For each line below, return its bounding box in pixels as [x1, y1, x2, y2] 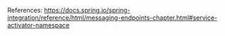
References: [7, 6, 42, 14]
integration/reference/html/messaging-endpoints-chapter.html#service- [7, 13, 218, 22]
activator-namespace [7, 21, 70, 29]
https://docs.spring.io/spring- [43, 6, 131, 14]
